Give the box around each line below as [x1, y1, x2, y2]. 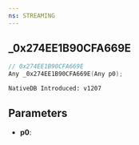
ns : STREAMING [8, 11, 56, 20]
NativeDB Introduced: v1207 [8, 85, 102, 93]
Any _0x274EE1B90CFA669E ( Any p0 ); [8, 70, 124, 79]
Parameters [8, 106, 68, 120]
